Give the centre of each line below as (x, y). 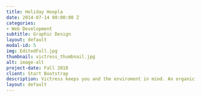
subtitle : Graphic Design (38, 34)
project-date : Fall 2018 (37, 68)
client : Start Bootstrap (37, 74)
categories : (21, 23)
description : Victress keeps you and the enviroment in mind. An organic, (102, 79)
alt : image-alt (25, 62)
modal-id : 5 (21, 46)
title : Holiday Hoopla (35, 12)
